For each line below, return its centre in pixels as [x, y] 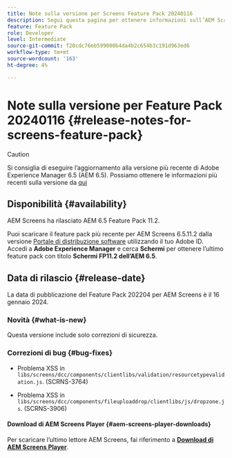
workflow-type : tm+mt [38, 53]
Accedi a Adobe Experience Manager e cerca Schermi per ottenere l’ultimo [115, 249]
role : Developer [30, 33]
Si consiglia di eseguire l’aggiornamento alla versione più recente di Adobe [113, 168]
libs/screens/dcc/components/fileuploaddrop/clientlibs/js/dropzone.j [121, 402]
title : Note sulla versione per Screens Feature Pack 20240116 [100, 14]
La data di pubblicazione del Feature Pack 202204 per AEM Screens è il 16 [113, 294]
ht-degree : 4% [28, 65]
